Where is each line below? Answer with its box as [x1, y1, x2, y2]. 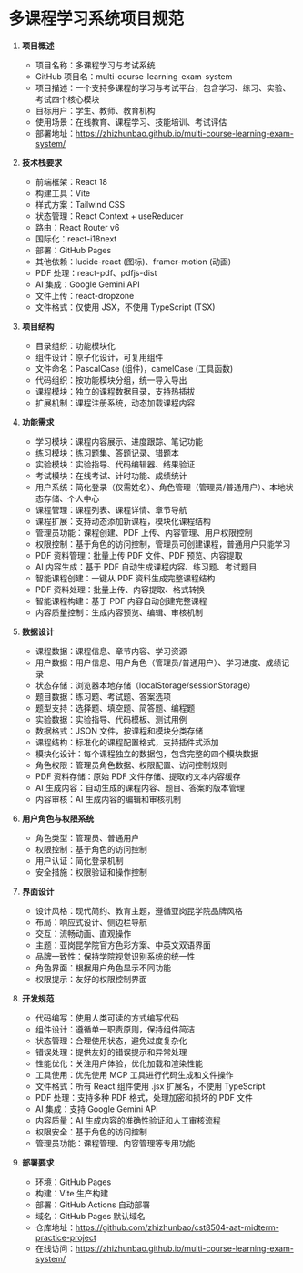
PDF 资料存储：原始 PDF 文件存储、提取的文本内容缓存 [35, 771, 242, 782]
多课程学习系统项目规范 [8, 8, 185, 29]
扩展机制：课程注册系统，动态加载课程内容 [35, 397, 196, 408]
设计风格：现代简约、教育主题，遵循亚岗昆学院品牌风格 [35, 905, 243, 916]
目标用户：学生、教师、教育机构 [35, 105, 156, 116]
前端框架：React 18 [35, 176, 108, 187]
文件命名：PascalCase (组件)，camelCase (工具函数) [35, 363, 234, 374]
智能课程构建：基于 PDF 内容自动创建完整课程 [35, 595, 207, 606]
